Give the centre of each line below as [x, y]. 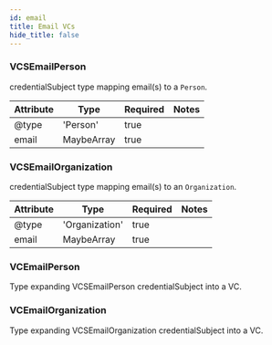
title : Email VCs [42, 26]
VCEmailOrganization [58, 310]
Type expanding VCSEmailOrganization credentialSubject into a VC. [136, 330]
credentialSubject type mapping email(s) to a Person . [109, 87]
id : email [28, 18]
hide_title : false [44, 35]
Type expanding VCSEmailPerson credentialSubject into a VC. [126, 287]
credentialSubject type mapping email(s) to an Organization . [123, 186]
